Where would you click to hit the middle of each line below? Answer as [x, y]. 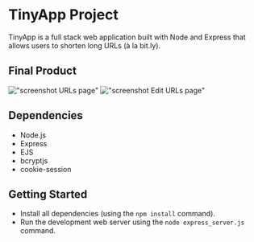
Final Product [42, 71]
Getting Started [48, 194]
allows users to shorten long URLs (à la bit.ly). [85, 45]
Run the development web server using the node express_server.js [132, 222]
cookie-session [46, 169]
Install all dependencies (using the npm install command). [118, 214]
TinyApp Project [64, 15]
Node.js [33, 135]
